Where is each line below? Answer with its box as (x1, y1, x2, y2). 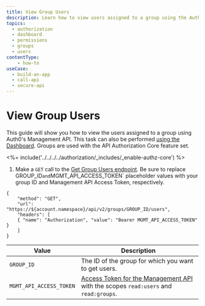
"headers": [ (17, 212, 51, 218)
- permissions (12, 37, 48, 43)
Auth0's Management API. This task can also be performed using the (6, 135, 180, 143)
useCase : (6, 65, 29, 72)
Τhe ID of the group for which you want (81, 257, 193, 265)
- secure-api (12, 83, 45, 89)
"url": (17, 201, 34, 207)
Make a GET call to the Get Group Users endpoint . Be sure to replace (15, 165, 186, 173)
